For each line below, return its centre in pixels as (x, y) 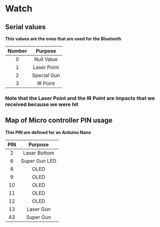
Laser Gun (39, 209)
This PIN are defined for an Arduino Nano (48, 132)
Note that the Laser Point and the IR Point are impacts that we (80, 98)
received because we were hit (42, 104)
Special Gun (46, 75)
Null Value (46, 59)
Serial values (25, 27)
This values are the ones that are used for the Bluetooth (63, 39)
